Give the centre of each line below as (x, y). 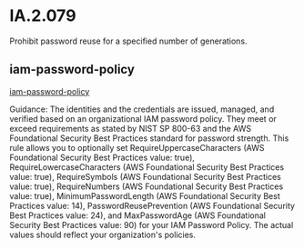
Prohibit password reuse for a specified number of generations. (128, 41)
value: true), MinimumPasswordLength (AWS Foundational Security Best (145, 195)
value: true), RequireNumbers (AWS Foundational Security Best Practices (147, 186)
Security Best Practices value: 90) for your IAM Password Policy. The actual (152, 224)
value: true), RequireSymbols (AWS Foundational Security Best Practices (146, 176)
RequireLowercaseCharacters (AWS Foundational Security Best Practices (147, 167)
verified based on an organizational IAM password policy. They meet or (143, 118)
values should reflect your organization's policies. (103, 234)
